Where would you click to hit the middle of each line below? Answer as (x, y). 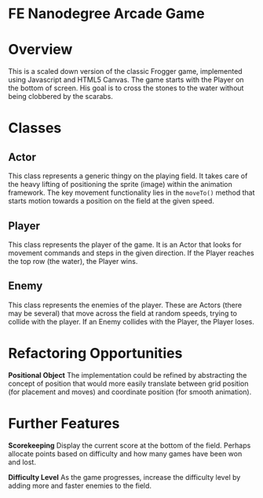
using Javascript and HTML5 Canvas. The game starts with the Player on (126, 80)
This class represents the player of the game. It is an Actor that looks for (125, 244)
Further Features (64, 423)
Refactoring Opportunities (95, 353)
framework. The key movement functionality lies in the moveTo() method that (131, 192)
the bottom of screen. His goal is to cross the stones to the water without (126, 88)
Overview (40, 50)
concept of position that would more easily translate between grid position (128, 383)
